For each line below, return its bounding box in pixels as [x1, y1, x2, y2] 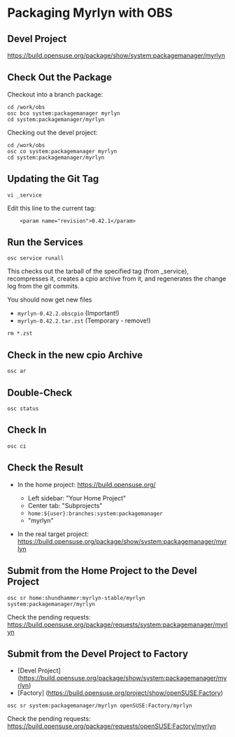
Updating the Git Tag [7, 173, 99, 185]
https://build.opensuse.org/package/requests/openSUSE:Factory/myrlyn [7, 722, 217, 731]
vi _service [7, 191, 42, 199]
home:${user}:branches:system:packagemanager [27, 510, 163, 517]
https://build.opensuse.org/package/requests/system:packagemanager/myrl [7, 620, 228, 629]
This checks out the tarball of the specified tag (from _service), [7, 267, 189, 276]
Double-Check [7, 386, 73, 398]
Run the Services [7, 237, 84, 248]
